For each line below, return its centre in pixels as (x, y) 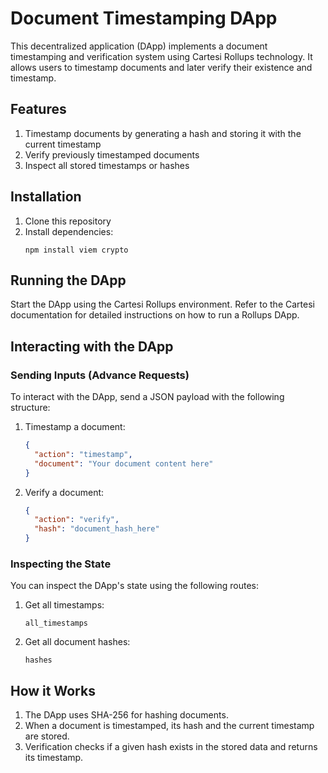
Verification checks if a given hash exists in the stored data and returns (171, 747)
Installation (46, 197)
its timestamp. (54, 758)
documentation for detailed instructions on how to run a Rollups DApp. (155, 315)
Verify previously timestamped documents (112, 154)
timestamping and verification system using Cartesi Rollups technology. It (161, 56)
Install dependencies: (69, 231)
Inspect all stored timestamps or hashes (107, 165)
